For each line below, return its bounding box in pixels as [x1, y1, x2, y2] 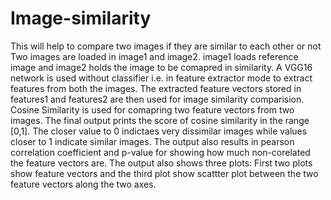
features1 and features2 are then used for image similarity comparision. [10, 93, 305, 105]
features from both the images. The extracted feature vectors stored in [10, 82, 302, 94]
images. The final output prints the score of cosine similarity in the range [10, 114, 310, 126]
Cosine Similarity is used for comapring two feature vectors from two [10, 103, 295, 116]
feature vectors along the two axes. [10, 178, 157, 190]
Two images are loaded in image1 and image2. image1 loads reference [10, 50, 299, 62]
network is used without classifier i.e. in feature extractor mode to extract [10, 72, 313, 84]
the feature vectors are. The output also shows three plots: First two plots [10, 157, 313, 169]
